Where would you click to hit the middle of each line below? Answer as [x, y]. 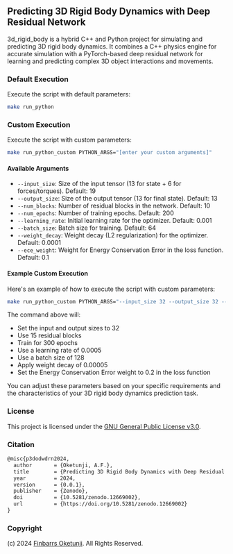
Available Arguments [38, 168]
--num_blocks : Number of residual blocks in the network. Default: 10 [114, 206]
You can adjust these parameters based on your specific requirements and [114, 386]
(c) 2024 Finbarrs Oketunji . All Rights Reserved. [75, 544]
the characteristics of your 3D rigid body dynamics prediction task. [103, 393]
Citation [21, 444]
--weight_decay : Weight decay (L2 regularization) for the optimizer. [113, 235]
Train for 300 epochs [48, 343]
